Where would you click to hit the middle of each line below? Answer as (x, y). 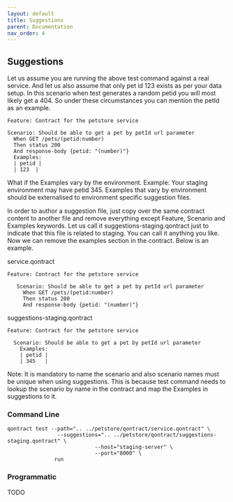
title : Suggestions (36, 20)
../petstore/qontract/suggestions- (165, 435)
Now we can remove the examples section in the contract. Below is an (108, 241)
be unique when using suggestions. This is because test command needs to (116, 382)
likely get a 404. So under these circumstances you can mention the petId (113, 101)
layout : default (31, 14)
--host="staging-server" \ (134, 448)
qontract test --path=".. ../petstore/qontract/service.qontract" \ (109, 429)
